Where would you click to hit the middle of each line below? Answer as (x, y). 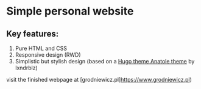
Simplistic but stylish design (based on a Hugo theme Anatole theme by (105, 61)
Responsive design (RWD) (48, 55)
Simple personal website (70, 11)
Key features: (33, 34)
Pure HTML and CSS (41, 48)
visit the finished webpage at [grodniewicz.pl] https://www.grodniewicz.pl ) (99, 80)
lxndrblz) (26, 68)
